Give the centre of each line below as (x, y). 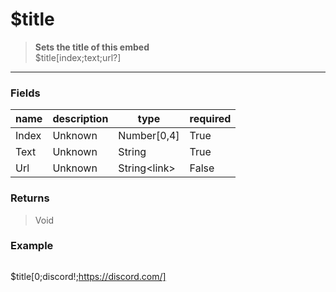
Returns (30, 198)
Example (32, 246)
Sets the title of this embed (92, 47)
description (80, 119)
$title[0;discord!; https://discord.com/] (88, 276)
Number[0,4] (149, 136)
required (210, 119)
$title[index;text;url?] (78, 57)
